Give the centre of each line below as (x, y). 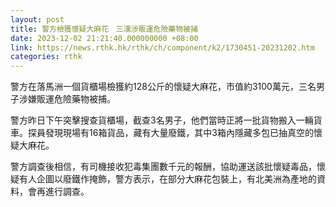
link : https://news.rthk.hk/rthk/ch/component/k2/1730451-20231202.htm (162, 47)
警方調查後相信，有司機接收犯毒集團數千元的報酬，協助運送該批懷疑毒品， (163, 167)
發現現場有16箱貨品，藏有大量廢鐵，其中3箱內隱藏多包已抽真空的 (179, 133)
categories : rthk (46, 57)
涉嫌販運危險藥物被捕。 (67, 99)
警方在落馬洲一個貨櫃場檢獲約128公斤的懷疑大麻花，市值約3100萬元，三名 (163, 87)
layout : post (37, 19)
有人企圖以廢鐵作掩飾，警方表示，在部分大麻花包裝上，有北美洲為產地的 (167, 179)
